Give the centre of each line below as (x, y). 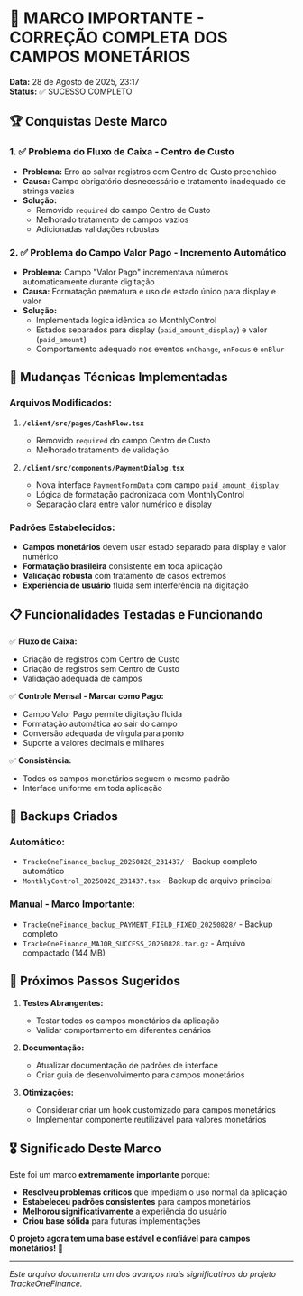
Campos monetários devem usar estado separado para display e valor (154, 546)
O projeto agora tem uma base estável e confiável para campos (130, 1239)
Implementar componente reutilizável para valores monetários (151, 1119)
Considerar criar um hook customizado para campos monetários (156, 1109)
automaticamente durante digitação (88, 281)
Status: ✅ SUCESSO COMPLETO (71, 91)
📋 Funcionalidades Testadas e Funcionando (136, 615)
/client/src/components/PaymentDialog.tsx (103, 468)
